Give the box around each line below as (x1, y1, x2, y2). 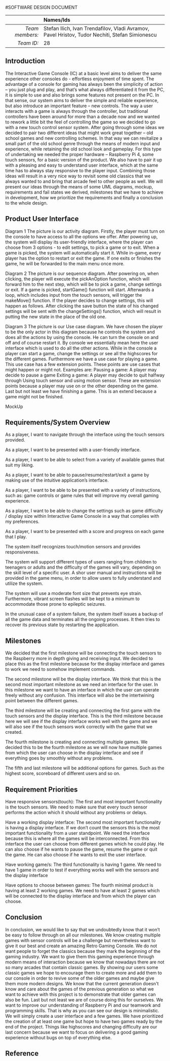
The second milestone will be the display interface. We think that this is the (5, 676, 161, 682)
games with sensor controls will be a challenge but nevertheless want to (5, 937, 156, 943)
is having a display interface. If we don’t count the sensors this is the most (5, 825, 160, 831)
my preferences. (5, 518, 39, 525)
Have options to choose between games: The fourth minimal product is (5, 882, 153, 888)
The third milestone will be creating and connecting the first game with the (5, 707, 160, 713)
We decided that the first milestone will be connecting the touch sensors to (5, 650, 162, 656)
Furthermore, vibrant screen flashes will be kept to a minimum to (5, 596, 140, 602)
